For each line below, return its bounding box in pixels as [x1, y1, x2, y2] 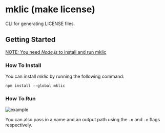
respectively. [5, 122, 32, 128]
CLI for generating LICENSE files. [5, 20, 75, 27]
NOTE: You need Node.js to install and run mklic [5, 49, 107, 55]
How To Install [5, 61, 42, 69]
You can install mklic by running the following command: [5, 73, 125, 80]
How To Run [5, 95, 36, 102]
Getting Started [5, 35, 56, 44]
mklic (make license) [5, 4, 96, 15]
